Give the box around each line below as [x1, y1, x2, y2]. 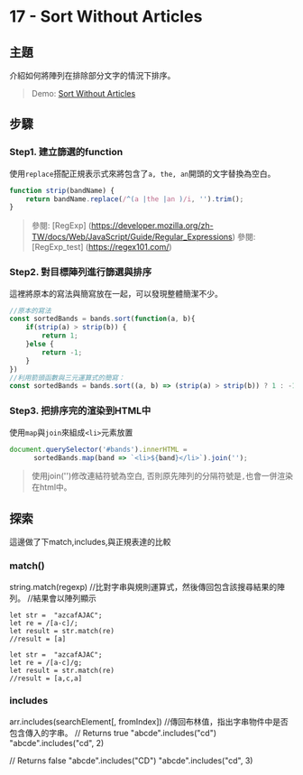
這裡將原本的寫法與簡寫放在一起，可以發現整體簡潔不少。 [9, 288, 223, 299]
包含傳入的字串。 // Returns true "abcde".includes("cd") [9, 727, 217, 738]
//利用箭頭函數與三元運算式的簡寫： [9, 373, 125, 383]
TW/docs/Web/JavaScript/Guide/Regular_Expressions [31, 232, 233, 243]
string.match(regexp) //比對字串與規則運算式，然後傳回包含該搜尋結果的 [9, 581, 278, 592]
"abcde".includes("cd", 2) [9, 737, 105, 748]
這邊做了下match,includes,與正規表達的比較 [9, 537, 171, 548]
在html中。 [31, 482, 72, 493]
